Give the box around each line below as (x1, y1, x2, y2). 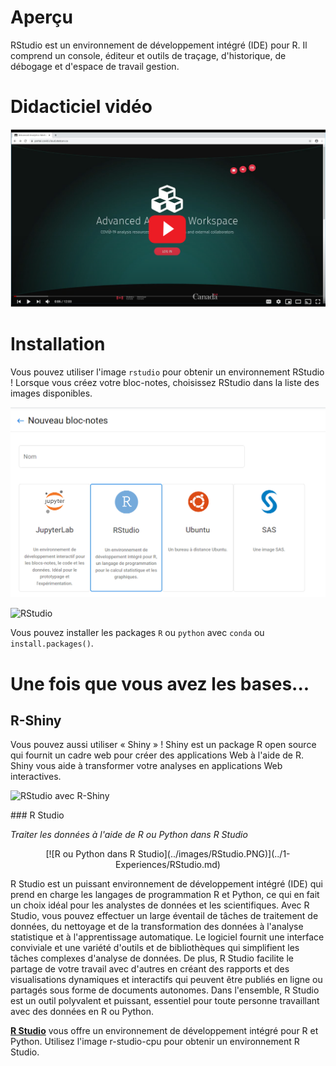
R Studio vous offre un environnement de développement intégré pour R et (10, 1025, 319, 1037)
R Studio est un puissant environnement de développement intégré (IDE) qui (10, 878, 324, 890)
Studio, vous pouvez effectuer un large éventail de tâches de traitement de (10, 910, 319, 922)
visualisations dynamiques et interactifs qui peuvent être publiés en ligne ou (10, 974, 323, 986)
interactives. (10, 771, 62, 783)
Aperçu (10, 6, 73, 29)
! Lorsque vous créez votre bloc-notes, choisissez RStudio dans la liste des (10, 376, 320, 388)
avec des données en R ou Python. (10, 1006, 155, 1018)
